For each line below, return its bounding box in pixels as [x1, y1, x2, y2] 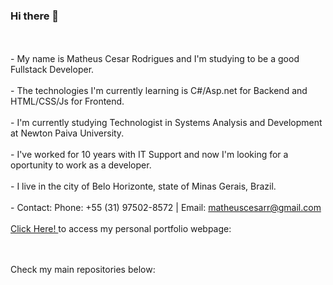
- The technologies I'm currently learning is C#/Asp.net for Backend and [10, 85, 308, 97]
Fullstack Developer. [10, 64, 95, 76]
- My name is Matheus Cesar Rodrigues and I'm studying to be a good [10, 53, 300, 65]
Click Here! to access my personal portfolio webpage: [10, 223, 232, 235]
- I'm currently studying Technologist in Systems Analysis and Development [10, 117, 323, 129]
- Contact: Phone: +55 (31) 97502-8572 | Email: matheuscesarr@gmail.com [10, 202, 322, 214]
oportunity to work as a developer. [10, 159, 152, 171]
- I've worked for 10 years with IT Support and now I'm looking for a [10, 149, 289, 161]
